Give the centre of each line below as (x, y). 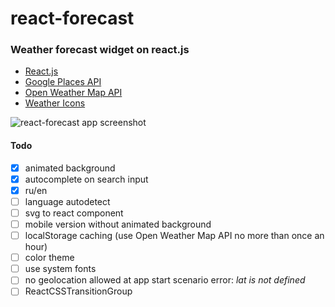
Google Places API (63, 82)
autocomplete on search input (86, 179)
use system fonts (60, 269)
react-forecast (72, 18)
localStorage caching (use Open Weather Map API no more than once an (174, 236)
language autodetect (67, 201)
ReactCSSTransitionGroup (78, 291)
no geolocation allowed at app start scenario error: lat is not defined (165, 280)
